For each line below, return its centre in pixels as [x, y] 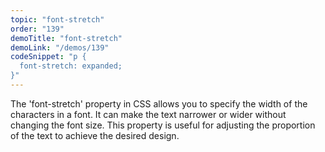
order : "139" [37, 29]
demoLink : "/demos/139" [60, 47]
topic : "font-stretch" [57, 19]
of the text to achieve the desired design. [95, 135]
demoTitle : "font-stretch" [66, 38]
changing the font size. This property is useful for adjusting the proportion [163, 125]
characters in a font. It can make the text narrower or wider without [148, 114]
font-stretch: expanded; [71, 66]
